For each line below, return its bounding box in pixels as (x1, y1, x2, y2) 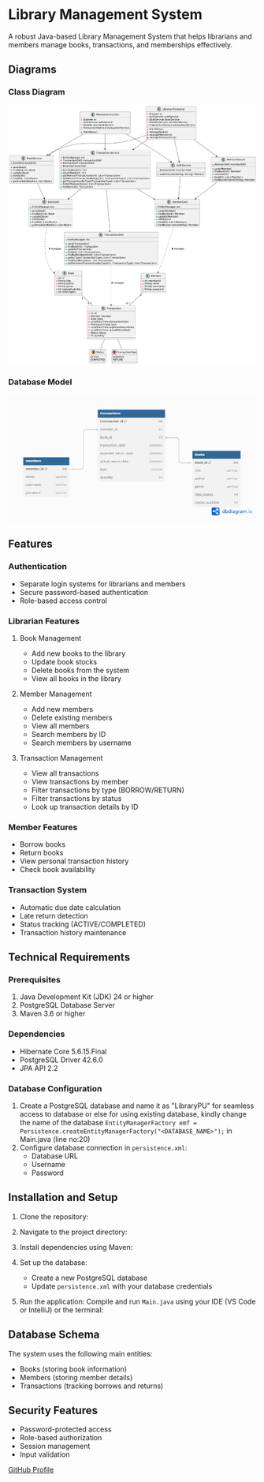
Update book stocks (31, 657, 97, 666)
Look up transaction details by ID (31, 803, 139, 811)
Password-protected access (19, 1424, 112, 1434)
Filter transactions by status (31, 794, 122, 803)
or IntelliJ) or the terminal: (19, 1304, 104, 1315)
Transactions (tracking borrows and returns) (19, 1381, 164, 1390)
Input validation (19, 1450, 70, 1459)
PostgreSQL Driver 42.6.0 (19, 1055, 104, 1065)
